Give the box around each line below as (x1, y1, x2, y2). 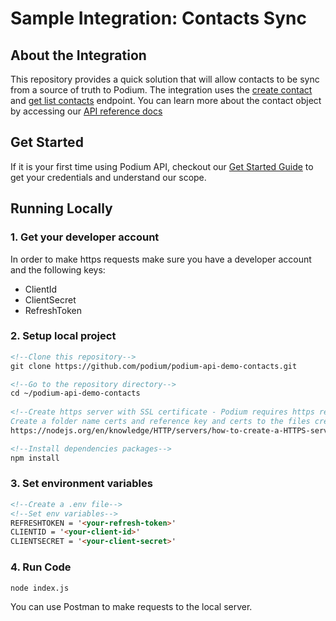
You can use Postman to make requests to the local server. (10, 600, 253, 612)
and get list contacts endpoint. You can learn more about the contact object (10, 95, 322, 106)
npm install (10, 453, 60, 463)
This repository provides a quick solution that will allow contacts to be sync (10, 73, 320, 85)
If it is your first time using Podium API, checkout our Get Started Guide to (10, 160, 314, 172)
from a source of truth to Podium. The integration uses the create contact (10, 84, 313, 96)
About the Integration (10, 47, 147, 64)
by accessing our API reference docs (10, 105, 163, 117)
